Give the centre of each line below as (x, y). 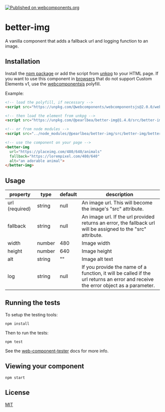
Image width (96, 243)
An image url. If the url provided (118, 217)
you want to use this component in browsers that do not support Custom (79, 78)
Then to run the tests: (27, 333)
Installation (23, 62)
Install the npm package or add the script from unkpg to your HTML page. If (82, 73)
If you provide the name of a (114, 267)
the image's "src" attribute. (113, 209)
